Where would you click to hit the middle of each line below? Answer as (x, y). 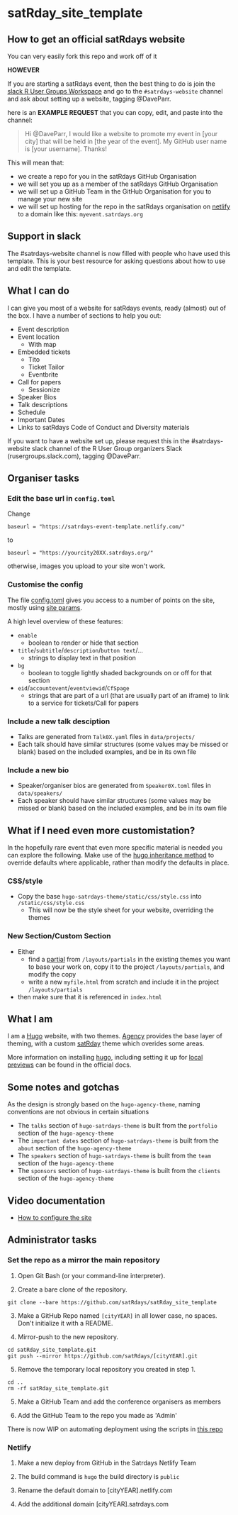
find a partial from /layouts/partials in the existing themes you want (129, 959)
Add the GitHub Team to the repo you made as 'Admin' (97, 1415)
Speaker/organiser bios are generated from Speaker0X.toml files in (114, 786)
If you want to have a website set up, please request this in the (98, 440)
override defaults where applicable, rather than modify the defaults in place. (118, 862)
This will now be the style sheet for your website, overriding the (121, 910)
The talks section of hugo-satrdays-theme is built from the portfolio (117, 1126)
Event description (43, 329)
